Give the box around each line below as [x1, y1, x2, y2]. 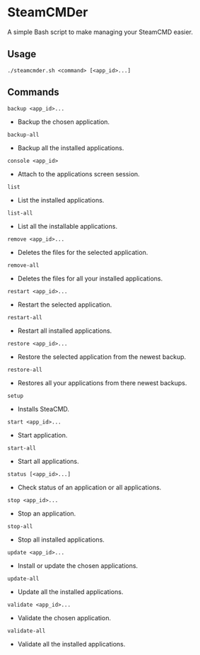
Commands [7, 86, 60, 98]
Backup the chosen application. [17, 118, 110, 126]
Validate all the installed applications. [17, 639, 126, 648]
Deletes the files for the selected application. [17, 248, 148, 256]
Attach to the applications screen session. [17, 169, 140, 178]
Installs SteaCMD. [17, 404, 69, 413]
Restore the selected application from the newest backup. [17, 352, 187, 361]
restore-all [7, 366, 42, 373]
